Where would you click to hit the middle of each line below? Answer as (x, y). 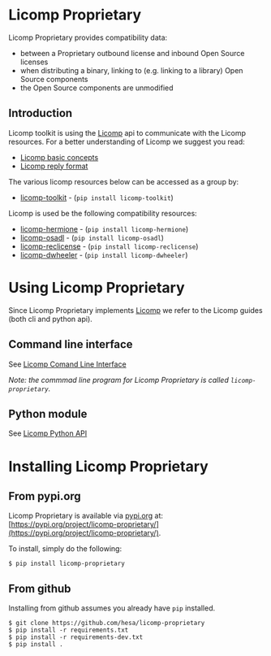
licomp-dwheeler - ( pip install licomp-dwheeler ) (104, 254)
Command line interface (71, 344)
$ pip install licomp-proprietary (67, 564)
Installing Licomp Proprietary (108, 466)
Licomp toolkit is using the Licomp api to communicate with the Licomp (127, 133)
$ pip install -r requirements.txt (69, 630)
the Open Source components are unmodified (97, 88)
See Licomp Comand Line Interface (68, 364)
